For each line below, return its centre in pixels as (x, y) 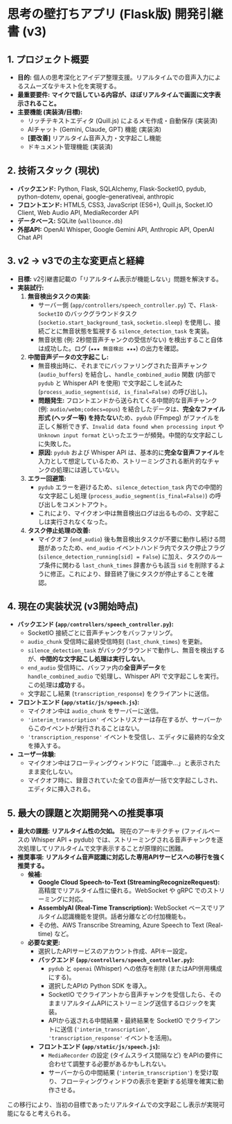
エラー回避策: (47, 478)
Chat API (30, 237)
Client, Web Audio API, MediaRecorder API (78, 212)
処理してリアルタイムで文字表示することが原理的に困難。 (105, 849)
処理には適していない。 (90, 470)
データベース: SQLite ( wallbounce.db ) (70, 221)
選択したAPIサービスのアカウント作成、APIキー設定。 (115, 951)
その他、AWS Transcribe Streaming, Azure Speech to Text (121, 925)
